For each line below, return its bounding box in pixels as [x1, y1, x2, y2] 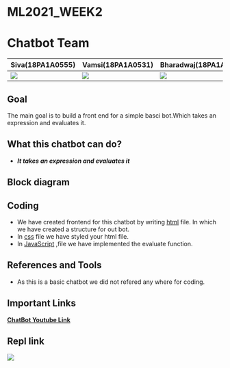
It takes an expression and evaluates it [16, 157, 130, 165]
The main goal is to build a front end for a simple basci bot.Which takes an [7, 111, 217, 120]
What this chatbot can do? [7, 138, 122, 150]
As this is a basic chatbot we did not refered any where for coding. [16, 278, 205, 286]
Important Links [7, 298, 77, 309]
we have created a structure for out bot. [16, 225, 130, 233]
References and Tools [7, 259, 102, 271]
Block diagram [7, 176, 70, 188]
